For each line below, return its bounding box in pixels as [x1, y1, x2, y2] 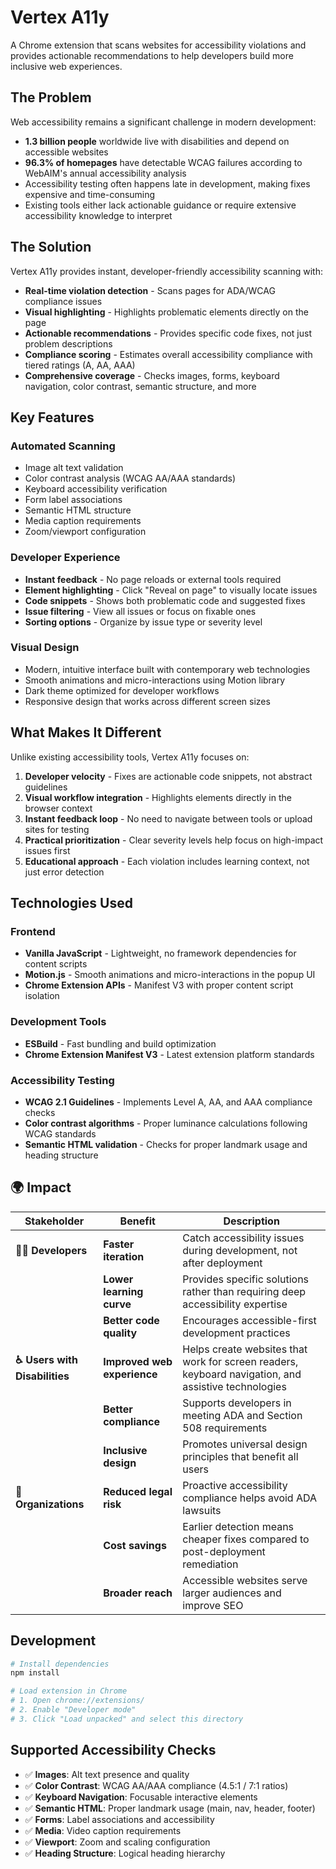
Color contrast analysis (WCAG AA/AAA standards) [24, 472, 237, 485]
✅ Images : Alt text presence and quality [24, 1768, 190, 1780]
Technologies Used [10, 895, 133, 912]
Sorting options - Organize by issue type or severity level [24, 616, 263, 628]
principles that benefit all [182, 1449, 299, 1463]
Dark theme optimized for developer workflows [24, 684, 220, 696]
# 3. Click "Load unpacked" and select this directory [10, 1714, 244, 1724]
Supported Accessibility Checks [10, 1742, 217, 1759]
